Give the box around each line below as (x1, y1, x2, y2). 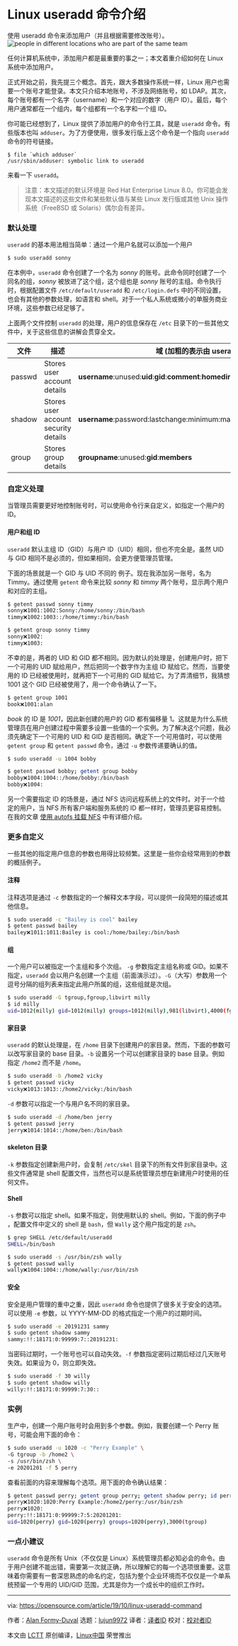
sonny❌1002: (7, 633, 44, 641)
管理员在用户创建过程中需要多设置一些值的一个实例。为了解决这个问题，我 (7, 723, 225, 732)
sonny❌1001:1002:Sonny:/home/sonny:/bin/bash (7, 607, 145, 614)
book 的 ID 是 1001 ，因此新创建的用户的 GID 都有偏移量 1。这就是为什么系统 (7, 714, 228, 723)
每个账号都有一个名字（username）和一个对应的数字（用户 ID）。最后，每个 (7, 95, 228, 103)
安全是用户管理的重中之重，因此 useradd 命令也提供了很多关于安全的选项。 (7, 1300, 225, 1308)
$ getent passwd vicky (7, 1079, 74, 1086)
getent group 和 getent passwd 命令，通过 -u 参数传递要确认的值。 (7, 741, 201, 750)
